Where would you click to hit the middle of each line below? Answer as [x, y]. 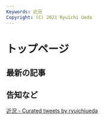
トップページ [38, 49]
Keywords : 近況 [24, 12]
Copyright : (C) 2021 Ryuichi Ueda [49, 17]
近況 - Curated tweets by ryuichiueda [52, 110]
